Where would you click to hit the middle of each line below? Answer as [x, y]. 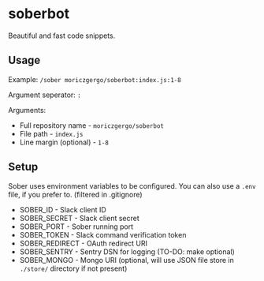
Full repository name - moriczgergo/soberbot [91, 125]
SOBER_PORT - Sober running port [76, 227]
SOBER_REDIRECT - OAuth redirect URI [84, 243]
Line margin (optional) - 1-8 [64, 142]
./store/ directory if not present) [73, 268]
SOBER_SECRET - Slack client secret [79, 218]
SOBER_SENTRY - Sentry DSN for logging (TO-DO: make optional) [127, 251]
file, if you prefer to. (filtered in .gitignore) [76, 194]
